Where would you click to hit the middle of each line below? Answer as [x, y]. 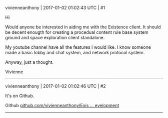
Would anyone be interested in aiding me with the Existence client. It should [83, 27]
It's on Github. [20, 96]
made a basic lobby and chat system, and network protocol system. [75, 53]
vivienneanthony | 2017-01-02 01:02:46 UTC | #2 [55, 86]
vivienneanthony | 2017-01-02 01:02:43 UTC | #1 [55, 8]
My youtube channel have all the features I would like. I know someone [78, 47]
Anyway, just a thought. [29, 62]
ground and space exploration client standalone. [55, 38]
